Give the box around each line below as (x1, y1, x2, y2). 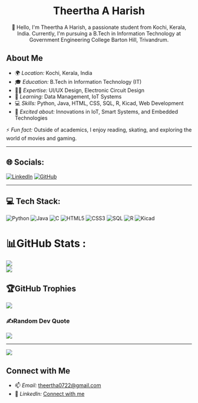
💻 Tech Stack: (6, 196, 61, 206)
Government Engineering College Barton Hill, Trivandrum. (29, 36, 169, 43)
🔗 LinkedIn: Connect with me (14, 391, 85, 398)
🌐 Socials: (6, 158, 45, 168)
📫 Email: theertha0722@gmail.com (14, 382, 101, 389)
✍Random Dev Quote (6, 317, 70, 325)
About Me (6, 53, 43, 63)
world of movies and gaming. (6, 135, 77, 142)
